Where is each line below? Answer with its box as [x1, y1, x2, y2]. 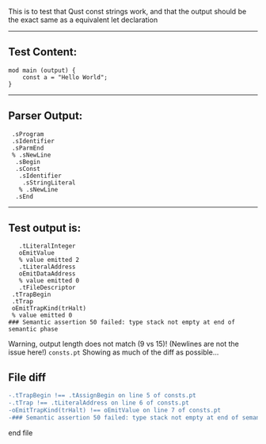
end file [8, 427, 33, 438]
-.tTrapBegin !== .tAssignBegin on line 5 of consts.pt [8, 392, 196, 400]
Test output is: [8, 222, 82, 235]
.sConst [15, 165, 41, 173]
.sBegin [15, 157, 41, 165]
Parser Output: [8, 109, 83, 123]
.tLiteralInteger [18, 242, 77, 250]
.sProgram [11, 130, 44, 138]
